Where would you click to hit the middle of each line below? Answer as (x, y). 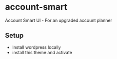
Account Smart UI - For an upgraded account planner (59, 20)
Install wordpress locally (36, 47)
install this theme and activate (42, 52)
